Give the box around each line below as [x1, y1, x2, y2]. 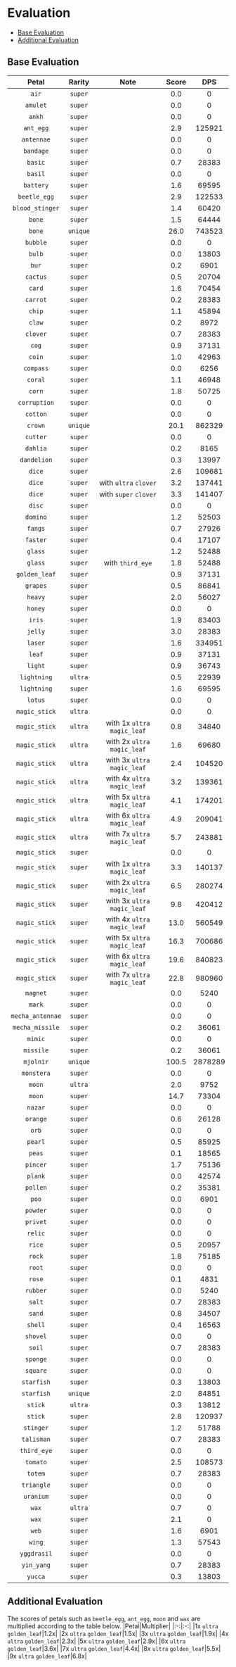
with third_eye [103, 558, 152, 567]
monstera [21, 1069, 51, 1077]
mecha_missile [13, 1023, 60, 1031]
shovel [25, 1332, 47, 1340]
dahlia [25, 444, 47, 452]
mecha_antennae [11, 1012, 62, 1020]
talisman [21, 1435, 51, 1443]
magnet [25, 989, 47, 997]
